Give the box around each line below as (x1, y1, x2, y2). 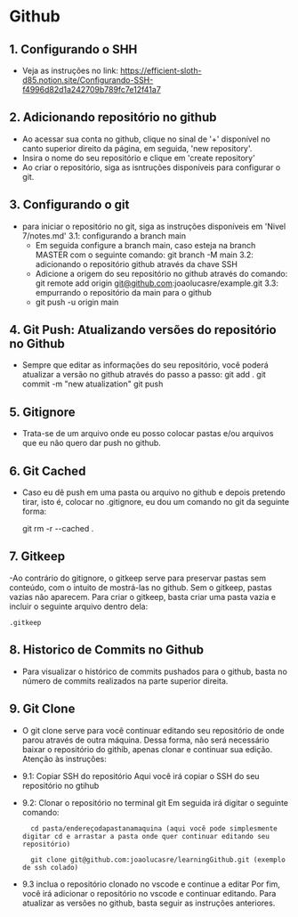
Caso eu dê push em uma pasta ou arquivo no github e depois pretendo (21, 487, 286, 498)
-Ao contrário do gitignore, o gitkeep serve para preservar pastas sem (9, 572, 267, 583)
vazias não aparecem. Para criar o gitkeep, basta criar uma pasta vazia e (9, 591, 277, 602)
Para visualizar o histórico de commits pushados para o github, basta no (21, 666, 287, 677)
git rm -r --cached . (21, 523, 94, 534)
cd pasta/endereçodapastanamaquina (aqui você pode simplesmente (30, 824, 278, 833)
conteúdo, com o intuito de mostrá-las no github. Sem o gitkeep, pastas (9, 581, 273, 593)
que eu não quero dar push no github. (21, 438, 162, 449)
